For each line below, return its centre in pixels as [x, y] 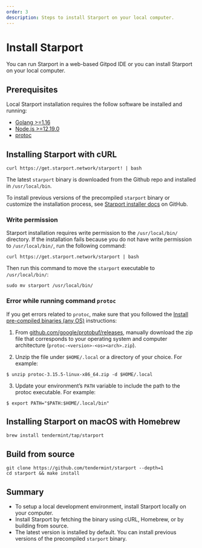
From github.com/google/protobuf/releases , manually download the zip [104, 332]
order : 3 [17, 12]
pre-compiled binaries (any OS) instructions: [62, 320]
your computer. [34, 513]
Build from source [41, 454]
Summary [25, 492]
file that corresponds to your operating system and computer [91, 338]
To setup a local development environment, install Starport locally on [100, 507]
